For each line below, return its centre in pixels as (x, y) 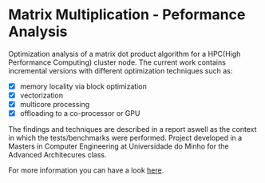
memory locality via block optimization (83, 86)
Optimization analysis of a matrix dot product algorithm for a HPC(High (125, 54)
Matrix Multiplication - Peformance (127, 15)
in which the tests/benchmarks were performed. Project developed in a (125, 138)
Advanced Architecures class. (57, 155)
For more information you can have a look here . (86, 170)
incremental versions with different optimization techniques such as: (121, 70)
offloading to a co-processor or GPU (80, 113)
